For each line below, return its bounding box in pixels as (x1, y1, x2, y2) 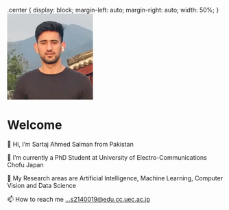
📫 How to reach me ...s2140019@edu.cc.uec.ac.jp (7, 195, 151, 203)
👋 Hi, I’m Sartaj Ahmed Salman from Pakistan (7, 140, 134, 148)
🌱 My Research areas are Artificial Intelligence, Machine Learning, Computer (7, 174, 224, 182)
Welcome (7, 117, 62, 133)
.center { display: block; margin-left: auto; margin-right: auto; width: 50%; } (7, 6, 219, 14)
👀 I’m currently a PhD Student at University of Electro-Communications (7, 153, 207, 161)
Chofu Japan (7, 160, 44, 169)
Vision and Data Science (7, 181, 77, 189)
